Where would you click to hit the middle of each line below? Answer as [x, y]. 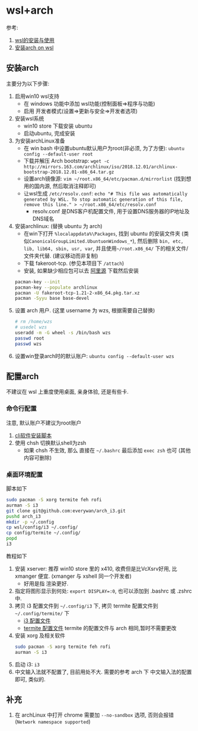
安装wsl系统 [29, 118]
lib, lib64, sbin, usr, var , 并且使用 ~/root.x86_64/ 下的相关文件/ [106, 248]
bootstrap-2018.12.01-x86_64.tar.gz [69, 172]
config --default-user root [58, 154]
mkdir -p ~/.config [30, 522]
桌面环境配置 [25, 474]
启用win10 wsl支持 [37, 96]
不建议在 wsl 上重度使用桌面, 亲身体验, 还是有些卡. [68, 392]
